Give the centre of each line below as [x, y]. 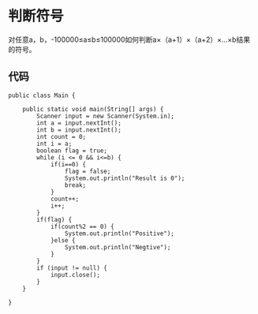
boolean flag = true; [72, 151]
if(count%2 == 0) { [82, 226]
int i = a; [54, 144]
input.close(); [75, 275]
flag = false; [88, 171]
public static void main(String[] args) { [93, 109]
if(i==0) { [68, 164]
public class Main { [42, 95]
